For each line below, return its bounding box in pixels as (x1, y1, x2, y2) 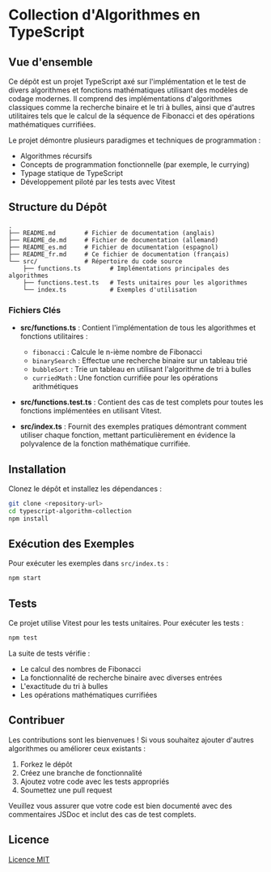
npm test (8, 634, 38, 642)
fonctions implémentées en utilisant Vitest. (19, 406, 162, 416)
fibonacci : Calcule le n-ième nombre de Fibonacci (32, 347, 202, 357)
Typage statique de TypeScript (19, 169, 124, 177)
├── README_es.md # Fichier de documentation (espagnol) (8, 243, 219, 251)
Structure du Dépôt (8, 200, 108, 214)
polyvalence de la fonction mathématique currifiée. (19, 439, 191, 449)
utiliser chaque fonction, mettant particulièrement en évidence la (19, 430, 236, 440)
